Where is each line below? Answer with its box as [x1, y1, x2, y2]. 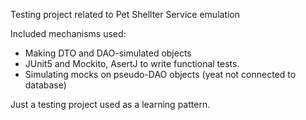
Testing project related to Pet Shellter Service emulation [10, 9, 241, 20]
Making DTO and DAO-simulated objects [24, 47, 192, 59]
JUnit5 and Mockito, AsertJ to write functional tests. [24, 58, 240, 69]
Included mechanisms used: [10, 28, 127, 39]
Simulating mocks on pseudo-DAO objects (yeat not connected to [24, 69, 297, 80]
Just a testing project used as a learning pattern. [10, 99, 211, 110]
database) [24, 79, 67, 91]
